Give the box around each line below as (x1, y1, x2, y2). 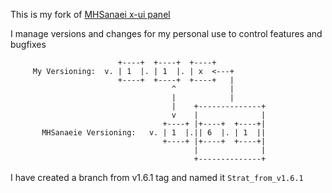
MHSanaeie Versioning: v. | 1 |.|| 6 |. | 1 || (41, 128, 267, 138)
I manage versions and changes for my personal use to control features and (10, 28, 323, 39)
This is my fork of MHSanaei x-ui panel (10, 9, 171, 20)
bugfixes (10, 39, 47, 50)
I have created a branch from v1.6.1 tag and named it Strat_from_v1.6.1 (10, 172, 304, 183)
